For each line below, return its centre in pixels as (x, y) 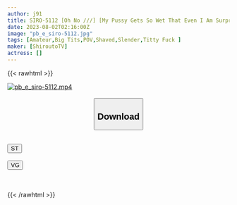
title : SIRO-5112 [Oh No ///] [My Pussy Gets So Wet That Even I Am (110, 20)
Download (119, 116)
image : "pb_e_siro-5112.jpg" (50, 33)
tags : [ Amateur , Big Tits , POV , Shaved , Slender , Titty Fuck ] (94, 40)
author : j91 (25, 14)
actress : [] (25, 54)
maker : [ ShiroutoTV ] (38, 46)
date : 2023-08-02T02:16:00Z (49, 27)
